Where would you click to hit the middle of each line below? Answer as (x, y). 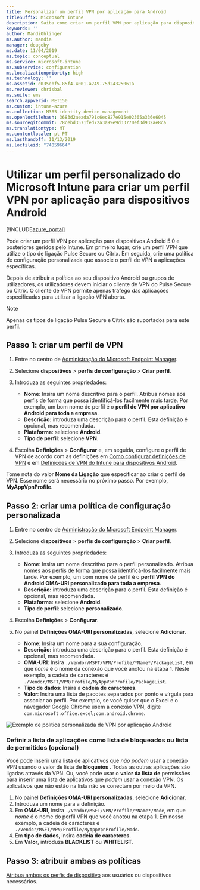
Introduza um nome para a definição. (60, 804)
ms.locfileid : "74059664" (38, 145)
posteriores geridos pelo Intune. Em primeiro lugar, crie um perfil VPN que (97, 247)
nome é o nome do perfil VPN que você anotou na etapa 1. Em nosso (99, 817)
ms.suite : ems (24, 95)
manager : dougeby (28, 45)
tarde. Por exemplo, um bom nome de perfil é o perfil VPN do (99, 577)
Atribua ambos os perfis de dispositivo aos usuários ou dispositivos (89, 875)
